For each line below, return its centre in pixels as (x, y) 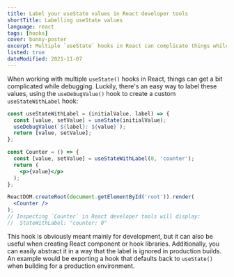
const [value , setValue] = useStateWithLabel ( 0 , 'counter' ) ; (104, 159)
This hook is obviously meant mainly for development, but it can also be (110, 236)
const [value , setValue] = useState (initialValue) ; (90, 120)
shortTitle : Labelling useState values (65, 20)
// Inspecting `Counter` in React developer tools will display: (104, 216)
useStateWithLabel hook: (43, 101)
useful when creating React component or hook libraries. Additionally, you (114, 244)
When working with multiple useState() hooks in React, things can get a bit (115, 79)
